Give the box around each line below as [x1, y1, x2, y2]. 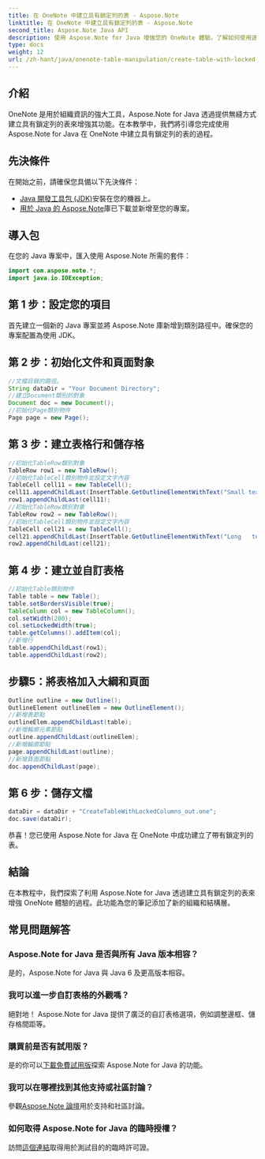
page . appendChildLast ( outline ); [8, 748, 114, 756]
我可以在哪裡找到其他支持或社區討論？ [8, 1082, 154, 1093]
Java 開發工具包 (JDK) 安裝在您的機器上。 [19, 193, 155, 203]
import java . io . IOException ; [8, 274, 104, 283]
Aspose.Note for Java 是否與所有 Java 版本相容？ [8, 949, 199, 960]
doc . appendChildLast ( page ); [8, 763, 101, 771]
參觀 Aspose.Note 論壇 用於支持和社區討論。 [8, 1101, 150, 1111]
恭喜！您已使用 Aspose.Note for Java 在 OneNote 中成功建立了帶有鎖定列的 [8, 830, 254, 839]
